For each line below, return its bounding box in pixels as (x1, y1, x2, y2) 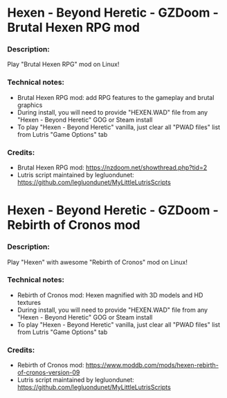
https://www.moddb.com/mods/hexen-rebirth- (85, 361, 219, 370)
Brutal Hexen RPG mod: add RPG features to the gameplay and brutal (17, 93, 215, 101)
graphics (17, 101, 43, 109)
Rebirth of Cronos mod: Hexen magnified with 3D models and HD (17, 290, 203, 299)
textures (17, 298, 42, 306)
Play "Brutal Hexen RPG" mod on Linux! (7, 60, 120, 69)
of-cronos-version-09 (17, 368, 80, 376)
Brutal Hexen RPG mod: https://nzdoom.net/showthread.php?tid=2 (17, 163, 208, 172)
